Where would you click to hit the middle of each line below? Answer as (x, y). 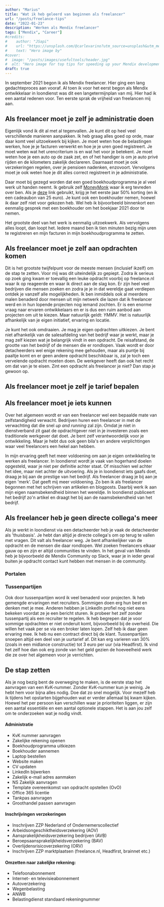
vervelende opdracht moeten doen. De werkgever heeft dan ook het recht (79, 361)
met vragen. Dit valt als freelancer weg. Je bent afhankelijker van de (74, 540)
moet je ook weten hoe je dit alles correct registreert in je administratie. (77, 172)
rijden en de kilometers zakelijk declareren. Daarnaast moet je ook (72, 162)
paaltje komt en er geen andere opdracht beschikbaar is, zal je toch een (77, 355)
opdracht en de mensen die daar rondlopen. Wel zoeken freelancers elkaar (81, 545)
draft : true (17, 69)
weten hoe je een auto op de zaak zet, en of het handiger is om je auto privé (82, 157)
